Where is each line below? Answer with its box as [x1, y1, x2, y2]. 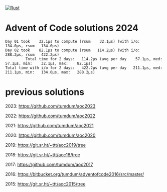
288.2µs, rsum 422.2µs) [5, 52, 59, 57]
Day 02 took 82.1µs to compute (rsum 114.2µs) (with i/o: [5, 48, 140, 53]
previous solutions [5, 86, 84, 98]
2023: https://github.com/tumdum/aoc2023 [5, 103, 96, 109]
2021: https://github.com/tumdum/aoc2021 [5, 122, 94, 128]
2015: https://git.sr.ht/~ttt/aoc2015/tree [5, 181, 86, 187]
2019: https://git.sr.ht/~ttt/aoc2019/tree [5, 142, 86, 148]
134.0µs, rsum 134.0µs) [5, 43, 59, 48]
